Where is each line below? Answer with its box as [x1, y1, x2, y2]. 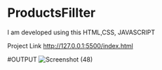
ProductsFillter [7, 5, 96, 21]
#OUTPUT [7, 55, 37, 64]
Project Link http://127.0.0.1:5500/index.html [7, 41, 133, 50]
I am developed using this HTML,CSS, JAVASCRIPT [7, 28, 156, 36]
